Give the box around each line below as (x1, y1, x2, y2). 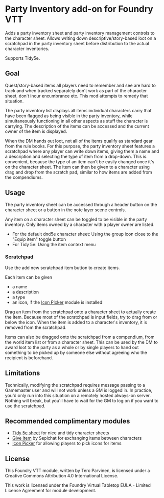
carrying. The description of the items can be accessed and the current (5, 123, 149, 129)
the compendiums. (5, 174, 43, 180)
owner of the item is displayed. (5, 128, 67, 134)
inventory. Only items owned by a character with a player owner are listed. (5, 222, 155, 227)
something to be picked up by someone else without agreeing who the (5, 349, 147, 355)
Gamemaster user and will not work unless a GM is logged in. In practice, (5, 387, 153, 393)
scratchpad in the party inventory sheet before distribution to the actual (5, 40, 149, 46)
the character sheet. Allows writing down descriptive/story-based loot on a (5, 35, 156, 41)
